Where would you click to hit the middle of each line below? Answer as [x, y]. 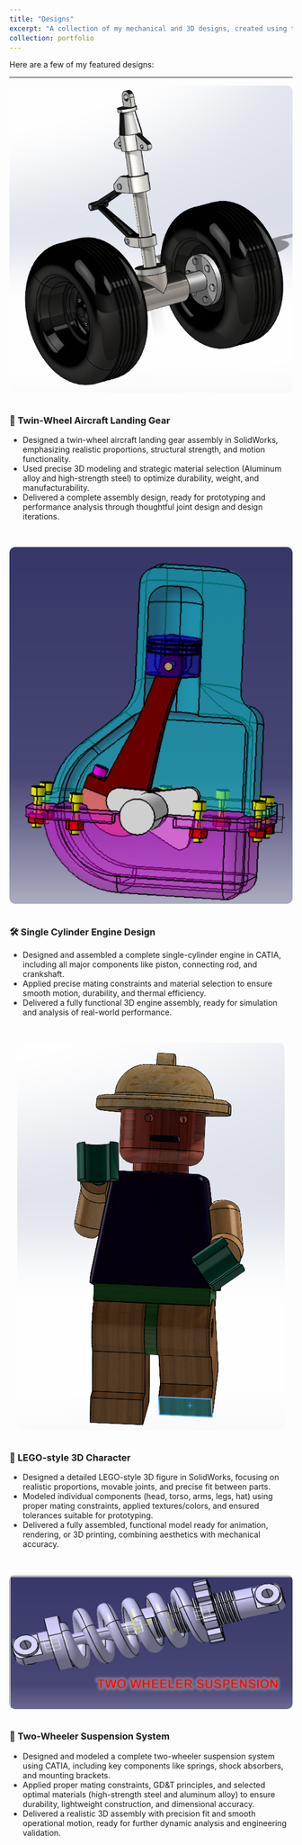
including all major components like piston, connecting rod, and [140, 964]
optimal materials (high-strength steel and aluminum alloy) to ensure [149, 1794]
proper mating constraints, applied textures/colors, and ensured [141, 1506]
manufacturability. [56, 487]
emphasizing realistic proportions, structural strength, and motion [143, 449]
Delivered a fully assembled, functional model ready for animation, [145, 1525]
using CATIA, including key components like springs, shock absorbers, [153, 1766]
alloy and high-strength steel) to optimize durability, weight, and [141, 478]
